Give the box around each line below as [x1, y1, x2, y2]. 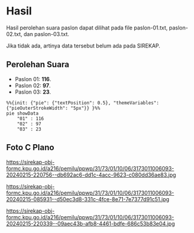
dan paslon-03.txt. [23, 30, 69, 37]
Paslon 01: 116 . [14, 75, 51, 82]
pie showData [6, 110, 39, 116]
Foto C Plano [6, 142, 54, 153]
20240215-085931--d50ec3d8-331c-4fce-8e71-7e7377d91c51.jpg [6, 195, 169, 202]
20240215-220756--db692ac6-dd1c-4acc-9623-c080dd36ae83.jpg [6, 171, 177, 178]
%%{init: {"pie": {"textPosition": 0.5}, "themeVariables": [6, 100, 160, 106]
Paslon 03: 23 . [14, 88, 51, 95]
